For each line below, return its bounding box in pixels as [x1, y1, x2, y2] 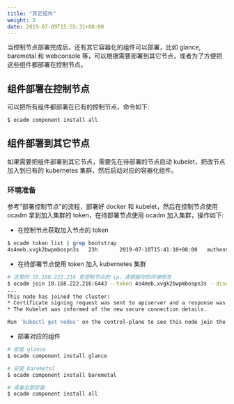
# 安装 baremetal [7, 365, 56, 372]
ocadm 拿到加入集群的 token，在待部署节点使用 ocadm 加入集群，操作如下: [7, 211, 224, 219]
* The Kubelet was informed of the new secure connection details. [7, 306, 208, 313]
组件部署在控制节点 [7, 83, 90, 95]
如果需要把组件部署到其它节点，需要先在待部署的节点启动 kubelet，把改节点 [7, 157, 226, 166]
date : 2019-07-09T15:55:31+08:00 [7, 23, 104, 30]
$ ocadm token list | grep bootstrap [7, 240, 117, 247]
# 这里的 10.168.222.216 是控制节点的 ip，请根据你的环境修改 [7, 273, 172, 281]
